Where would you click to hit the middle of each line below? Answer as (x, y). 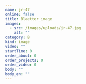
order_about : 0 (21, 56)
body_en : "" (17, 74)
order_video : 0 (21, 65)
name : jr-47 (17, 10)
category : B (17, 38)
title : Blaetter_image (29, 19)
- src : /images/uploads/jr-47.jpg (45, 28)
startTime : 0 (19, 51)
